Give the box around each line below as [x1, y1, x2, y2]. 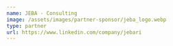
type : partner [6, 22, 47, 29]
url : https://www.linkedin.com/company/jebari [6, 28, 142, 36]
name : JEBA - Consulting [6, 9, 78, 17]
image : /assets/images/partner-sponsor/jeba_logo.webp [6, 16, 167, 23]
